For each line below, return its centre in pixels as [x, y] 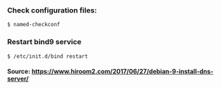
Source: [19, 72]
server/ [18, 79]
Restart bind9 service [44, 42]
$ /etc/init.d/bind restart [48, 56]
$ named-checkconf [34, 25]
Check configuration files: [52, 10]
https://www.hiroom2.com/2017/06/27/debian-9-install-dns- [122, 72]
